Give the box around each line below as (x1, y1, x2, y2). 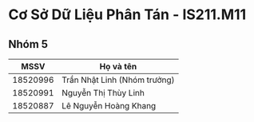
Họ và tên (99, 61, 137, 72)
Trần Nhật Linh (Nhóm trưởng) (62, 74, 175, 85)
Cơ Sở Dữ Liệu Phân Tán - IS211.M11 (8, 6, 247, 24)
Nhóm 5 (8, 37, 49, 51)
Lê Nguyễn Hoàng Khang (62, 100, 157, 111)
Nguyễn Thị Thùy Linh (62, 88, 145, 98)
